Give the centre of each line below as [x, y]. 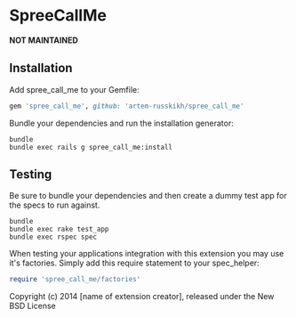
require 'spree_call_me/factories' [75, 280]
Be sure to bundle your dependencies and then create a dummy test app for [148, 196]
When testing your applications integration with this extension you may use [147, 254]
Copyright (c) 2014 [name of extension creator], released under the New [142, 297]
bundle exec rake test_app [59, 229]
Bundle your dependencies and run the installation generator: [121, 123]
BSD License [32, 306]
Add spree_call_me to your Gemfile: [74, 89]
